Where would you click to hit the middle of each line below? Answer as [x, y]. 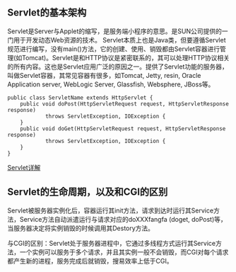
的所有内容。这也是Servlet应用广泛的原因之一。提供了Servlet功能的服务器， [118, 67]
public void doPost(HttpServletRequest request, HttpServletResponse [125, 104]
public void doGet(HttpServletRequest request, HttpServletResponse [123, 129]
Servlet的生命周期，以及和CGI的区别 [88, 192]
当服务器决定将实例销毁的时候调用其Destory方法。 [81, 228]
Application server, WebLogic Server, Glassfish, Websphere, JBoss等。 [111, 84]
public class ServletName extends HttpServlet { [80, 98]
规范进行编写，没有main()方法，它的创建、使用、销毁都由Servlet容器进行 [114, 49]
